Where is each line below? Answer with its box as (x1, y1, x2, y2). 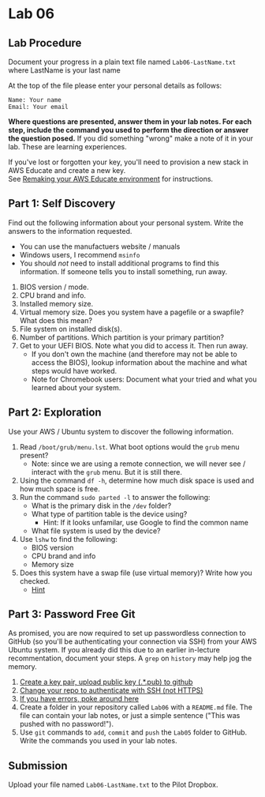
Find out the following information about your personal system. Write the (8, 218, 244, 227)
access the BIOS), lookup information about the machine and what (31, 357, 248, 367)
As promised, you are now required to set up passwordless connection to (8, 629, 246, 638)
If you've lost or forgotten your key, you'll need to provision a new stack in (8, 157, 248, 167)
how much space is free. (19, 483, 100, 494)
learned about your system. (31, 382, 121, 392)
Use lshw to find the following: (19, 534, 118, 543)
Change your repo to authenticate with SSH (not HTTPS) (19, 686, 203, 695)
